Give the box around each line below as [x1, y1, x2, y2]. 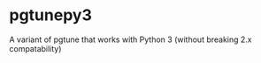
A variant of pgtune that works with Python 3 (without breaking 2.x [9, 34, 252, 45]
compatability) [9, 43, 62, 53]
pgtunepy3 [9, 5, 93, 25]
